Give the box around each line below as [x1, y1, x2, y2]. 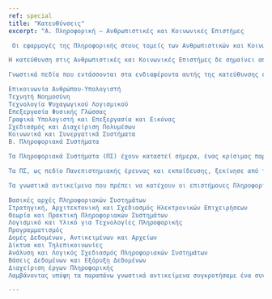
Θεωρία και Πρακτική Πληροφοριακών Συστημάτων [8, 211, 168, 219]
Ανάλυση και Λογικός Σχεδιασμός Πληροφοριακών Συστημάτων [8, 248, 208, 257]
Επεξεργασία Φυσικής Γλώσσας [8, 107, 107, 116]
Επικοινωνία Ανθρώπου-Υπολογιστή [8, 86, 121, 94]
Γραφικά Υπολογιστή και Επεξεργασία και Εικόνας [8, 115, 176, 124]
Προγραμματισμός [8, 226, 63, 234]
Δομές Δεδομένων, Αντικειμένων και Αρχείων [8, 234, 158, 242]
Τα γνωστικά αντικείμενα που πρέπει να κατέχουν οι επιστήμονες [8, 181, 230, 190]
